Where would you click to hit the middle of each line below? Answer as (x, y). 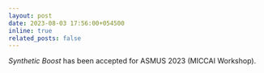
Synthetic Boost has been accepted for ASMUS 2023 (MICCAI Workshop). (132, 61)
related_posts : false (45, 38)
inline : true (30, 30)
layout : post (30, 16)
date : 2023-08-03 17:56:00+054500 (67, 23)
